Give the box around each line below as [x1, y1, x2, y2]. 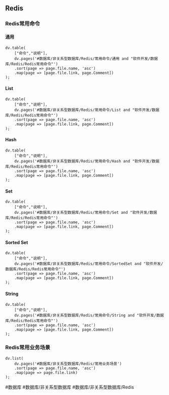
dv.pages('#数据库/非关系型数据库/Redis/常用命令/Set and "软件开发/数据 [14, 210, 157, 215]
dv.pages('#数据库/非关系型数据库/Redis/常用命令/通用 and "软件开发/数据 [14, 56, 158, 61]
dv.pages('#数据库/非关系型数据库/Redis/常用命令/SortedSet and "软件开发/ [14, 261, 163, 266]
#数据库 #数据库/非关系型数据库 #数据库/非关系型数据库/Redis [5, 384, 134, 390]
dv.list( [5, 355, 24, 361]
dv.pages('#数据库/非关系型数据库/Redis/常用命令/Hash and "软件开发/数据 [14, 159, 160, 164]
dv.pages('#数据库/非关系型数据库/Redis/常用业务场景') [14, 361, 122, 366]
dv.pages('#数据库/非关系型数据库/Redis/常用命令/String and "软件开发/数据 [14, 312, 164, 318]
